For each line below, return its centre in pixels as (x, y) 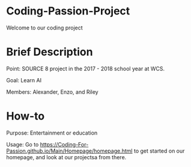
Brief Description (50, 52)
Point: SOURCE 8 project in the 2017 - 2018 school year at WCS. (86, 68)
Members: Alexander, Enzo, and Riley (52, 92)
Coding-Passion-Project (68, 11)
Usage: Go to (23, 144)
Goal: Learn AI (24, 80)
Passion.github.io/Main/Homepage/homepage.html (69, 151)
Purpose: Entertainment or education (52, 133)
